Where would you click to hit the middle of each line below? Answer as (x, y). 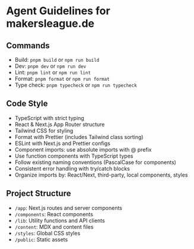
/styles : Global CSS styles (47, 233)
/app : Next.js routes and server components (69, 208)
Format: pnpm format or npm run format (62, 79)
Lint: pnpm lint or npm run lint (53, 72)
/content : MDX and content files (54, 226)
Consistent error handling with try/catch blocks (72, 168)
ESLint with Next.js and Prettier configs (63, 143)
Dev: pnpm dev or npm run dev (50, 66)
